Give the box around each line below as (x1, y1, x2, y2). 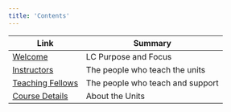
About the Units (85, 90, 145, 102)
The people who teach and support (85, 77, 219, 89)
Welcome (12, 51, 48, 62)
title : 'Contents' (8, 11, 70, 20)
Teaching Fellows (12, 77, 79, 89)
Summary (133, 37, 171, 48)
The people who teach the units (85, 64, 206, 75)
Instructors (12, 64, 54, 75)
